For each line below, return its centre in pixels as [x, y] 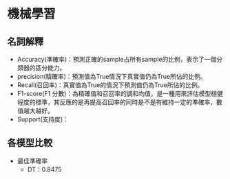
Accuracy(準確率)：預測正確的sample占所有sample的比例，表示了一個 [117, 59]
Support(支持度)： [43, 119]
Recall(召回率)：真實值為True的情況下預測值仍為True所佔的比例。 [110, 85]
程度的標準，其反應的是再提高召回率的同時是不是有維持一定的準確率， [117, 102]
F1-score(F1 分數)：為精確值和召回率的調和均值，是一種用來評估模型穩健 [120, 94]
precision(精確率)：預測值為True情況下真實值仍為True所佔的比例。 [112, 76]
